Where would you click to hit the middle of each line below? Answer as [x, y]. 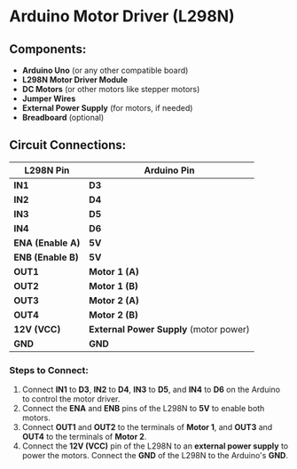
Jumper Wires [49, 98]
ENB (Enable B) [47, 257]
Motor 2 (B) [113, 315]
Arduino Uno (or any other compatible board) [105, 70]
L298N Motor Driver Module [75, 80]
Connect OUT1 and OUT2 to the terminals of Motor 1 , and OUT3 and [147, 427]
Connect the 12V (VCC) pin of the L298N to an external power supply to [155, 446]
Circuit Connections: [68, 145]
